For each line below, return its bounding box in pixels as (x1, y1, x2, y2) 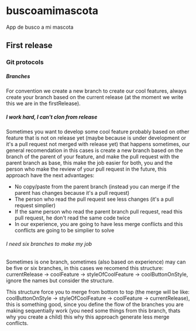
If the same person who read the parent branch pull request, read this (14, 208, 183, 215)
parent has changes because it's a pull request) (14, 190, 130, 197)
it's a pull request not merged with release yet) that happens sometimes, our (6, 141, 190, 148)
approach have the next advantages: (6, 172, 95, 179)
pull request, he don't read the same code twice (14, 214, 130, 221)
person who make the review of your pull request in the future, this (6, 165, 167, 173)
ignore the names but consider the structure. (6, 277, 114, 284)
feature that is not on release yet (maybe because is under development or (6, 134, 186, 141)
